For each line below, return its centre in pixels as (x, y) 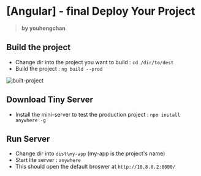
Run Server (28, 139)
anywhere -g (30, 120)
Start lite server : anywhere (48, 160)
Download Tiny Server (50, 100)
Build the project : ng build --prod (59, 68)
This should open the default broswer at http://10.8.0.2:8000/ (95, 167)
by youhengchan (44, 28)
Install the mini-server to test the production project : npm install (98, 114)
